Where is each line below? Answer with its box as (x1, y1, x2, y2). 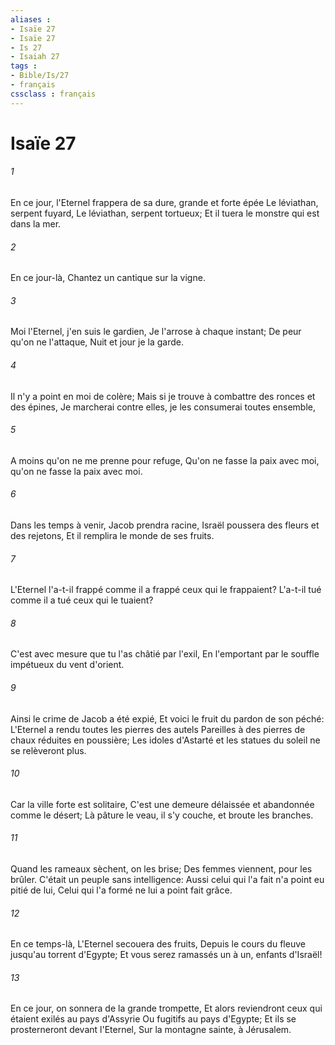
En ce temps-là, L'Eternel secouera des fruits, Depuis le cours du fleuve (10, 938, 306, 950)
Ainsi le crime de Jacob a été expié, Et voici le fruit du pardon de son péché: (10, 712, 325, 725)
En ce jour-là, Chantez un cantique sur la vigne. (10, 272, 206, 284)
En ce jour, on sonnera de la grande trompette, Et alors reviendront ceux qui (10, 1002, 323, 1015)
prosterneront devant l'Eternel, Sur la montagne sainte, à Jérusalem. (10, 1024, 292, 1036)
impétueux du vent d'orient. (10, 659, 125, 671)
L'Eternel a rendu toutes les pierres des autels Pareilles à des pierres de (10, 723, 306, 735)
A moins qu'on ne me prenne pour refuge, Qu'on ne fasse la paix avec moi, (10, 454, 320, 466)
